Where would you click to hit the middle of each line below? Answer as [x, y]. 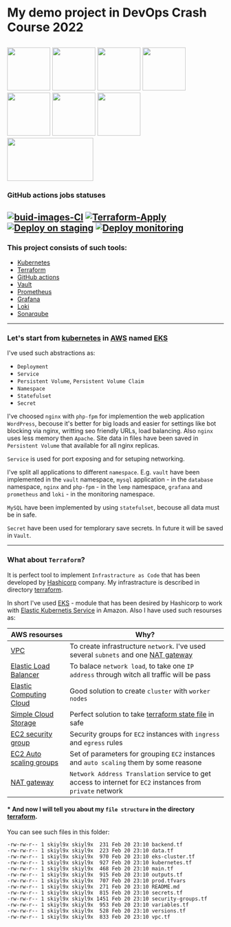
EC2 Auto [26, 753]
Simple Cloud [32, 714]
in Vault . [19, 536]
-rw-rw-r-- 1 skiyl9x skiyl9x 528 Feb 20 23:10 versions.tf [97, 910]
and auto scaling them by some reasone [136, 762]
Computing [29, 694]
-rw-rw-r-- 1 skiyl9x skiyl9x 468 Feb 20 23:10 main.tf [90, 868]
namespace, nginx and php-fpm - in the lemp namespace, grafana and [105, 487]
